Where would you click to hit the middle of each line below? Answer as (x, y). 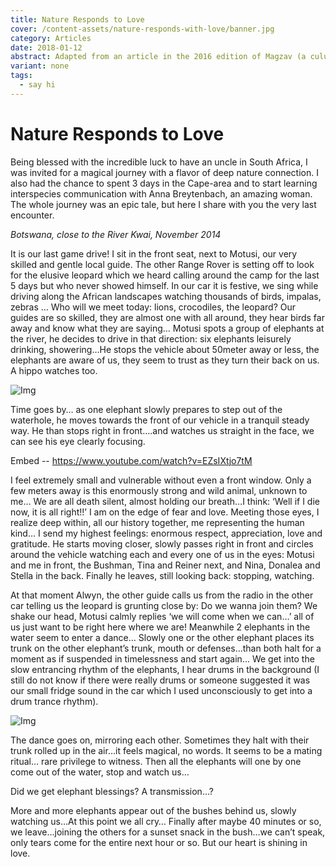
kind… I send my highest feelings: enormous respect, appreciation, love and (166, 533)
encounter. (32, 215)
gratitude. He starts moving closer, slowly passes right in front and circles (162, 543)
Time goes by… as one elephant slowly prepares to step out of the (146, 409)
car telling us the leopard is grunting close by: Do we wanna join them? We (164, 605)
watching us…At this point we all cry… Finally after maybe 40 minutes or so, (166, 821)
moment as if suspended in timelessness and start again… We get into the (162, 658)
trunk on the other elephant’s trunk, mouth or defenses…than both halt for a (166, 648)
